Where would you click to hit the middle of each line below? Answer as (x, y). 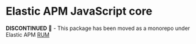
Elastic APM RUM (28, 34)
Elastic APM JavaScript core (79, 11)
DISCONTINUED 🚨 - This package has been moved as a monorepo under (98, 28)
